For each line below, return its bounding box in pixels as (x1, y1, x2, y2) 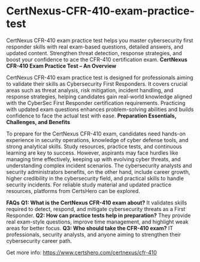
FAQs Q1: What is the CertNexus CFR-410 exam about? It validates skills (6, 199, 187, 206)
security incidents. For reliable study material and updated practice (6, 181, 172, 188)
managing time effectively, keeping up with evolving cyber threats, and (6, 155, 181, 162)
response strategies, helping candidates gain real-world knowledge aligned (6, 93, 193, 100)
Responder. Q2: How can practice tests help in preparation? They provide (6, 212, 191, 219)
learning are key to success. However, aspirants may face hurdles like (6, 149, 178, 156)
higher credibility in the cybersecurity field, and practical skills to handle (6, 174, 184, 182)
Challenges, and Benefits (6, 118, 71, 125)
